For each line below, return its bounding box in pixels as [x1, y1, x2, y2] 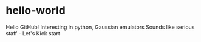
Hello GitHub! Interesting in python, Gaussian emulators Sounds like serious [5, 23, 195, 31]
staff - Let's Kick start [5, 29, 60, 37]
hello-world [5, 4, 66, 17]
